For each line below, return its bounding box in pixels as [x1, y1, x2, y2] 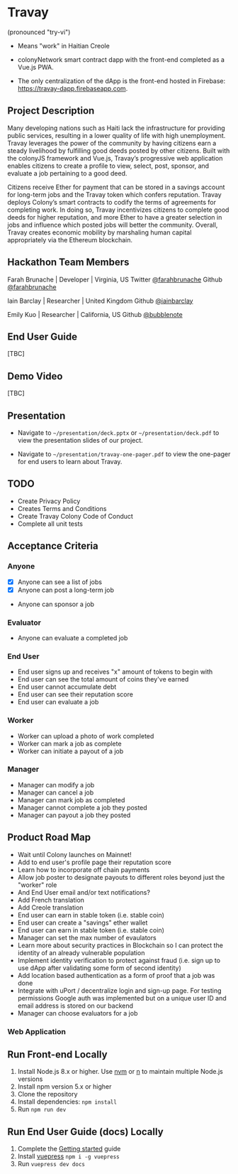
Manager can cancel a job [17, 788, 94, 797]
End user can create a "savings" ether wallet [17, 918, 148, 927]
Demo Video [7, 370, 63, 382]
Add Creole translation [17, 903, 84, 912]
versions [17, 1075, 43, 1084]
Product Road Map [7, 831, 91, 844]
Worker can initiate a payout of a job [17, 747, 124, 755]
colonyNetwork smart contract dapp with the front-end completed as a [17, 55, 225, 64]
